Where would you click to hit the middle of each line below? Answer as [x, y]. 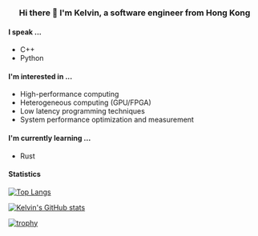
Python [32, 58]
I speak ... [25, 32]
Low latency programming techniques [83, 111]
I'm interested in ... [40, 76]
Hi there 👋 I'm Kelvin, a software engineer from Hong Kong [135, 13]
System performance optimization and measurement [107, 120]
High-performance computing [69, 94]
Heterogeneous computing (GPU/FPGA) [86, 102]
